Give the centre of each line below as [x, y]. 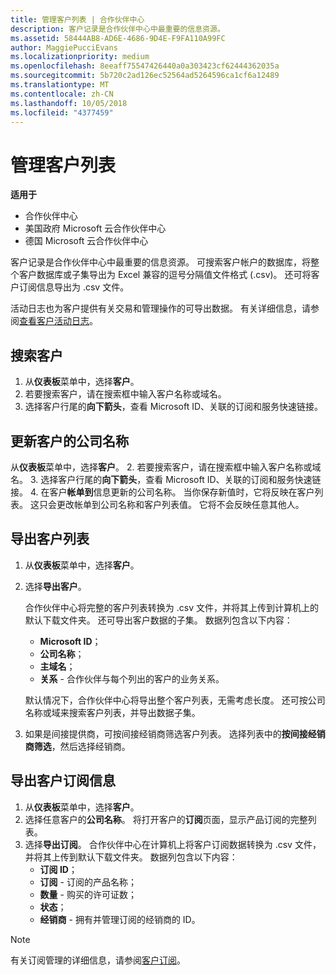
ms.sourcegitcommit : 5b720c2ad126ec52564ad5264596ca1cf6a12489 [145, 76]
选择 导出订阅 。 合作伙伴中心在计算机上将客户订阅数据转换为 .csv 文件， [173, 844]
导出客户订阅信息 [63, 781]
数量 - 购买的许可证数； [88, 894]
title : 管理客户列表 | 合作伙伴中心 [77, 19]
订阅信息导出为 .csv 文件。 [74, 287]
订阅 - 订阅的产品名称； [88, 882]
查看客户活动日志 [54, 321]
